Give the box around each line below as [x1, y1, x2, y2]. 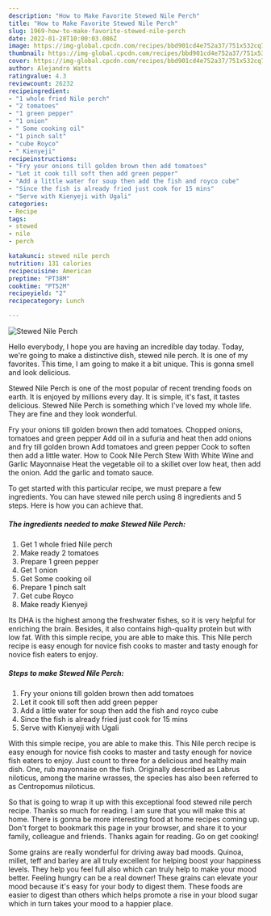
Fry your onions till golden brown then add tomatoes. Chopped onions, [8, 425, 244, 434]
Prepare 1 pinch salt [19, 582, 86, 592]
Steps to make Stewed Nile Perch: [8, 668, 124, 678]
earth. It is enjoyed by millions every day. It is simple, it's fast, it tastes [8, 392, 240, 401]
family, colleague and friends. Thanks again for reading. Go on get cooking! [8, 831, 260, 841]
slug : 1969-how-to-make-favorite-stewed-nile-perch [8, 27, 186, 35]
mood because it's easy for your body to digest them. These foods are [8, 881, 244, 891]
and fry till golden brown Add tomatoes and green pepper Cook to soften [8, 442, 251, 451]
